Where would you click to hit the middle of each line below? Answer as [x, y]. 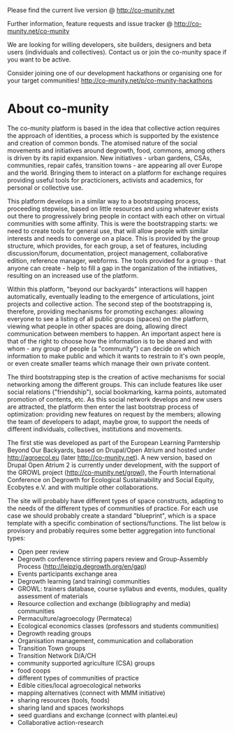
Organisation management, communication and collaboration [105, 640]
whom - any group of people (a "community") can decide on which [104, 349]
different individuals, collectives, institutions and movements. [95, 429]
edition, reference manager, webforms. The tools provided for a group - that [117, 260]
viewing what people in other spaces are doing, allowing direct [97, 326]
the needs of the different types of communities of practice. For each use [113, 508]
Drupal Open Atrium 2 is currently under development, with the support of [114, 465]
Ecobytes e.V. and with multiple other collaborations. [83, 487]
